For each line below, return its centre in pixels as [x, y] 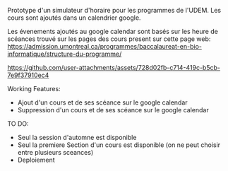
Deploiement [36, 160]
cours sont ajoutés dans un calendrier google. [74, 18]
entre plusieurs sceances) [55, 152]
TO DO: [18, 124]
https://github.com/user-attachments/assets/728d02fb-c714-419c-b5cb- [114, 67]
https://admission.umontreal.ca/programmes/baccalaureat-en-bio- [105, 46]
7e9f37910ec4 [28, 75]
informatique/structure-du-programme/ [65, 54]
